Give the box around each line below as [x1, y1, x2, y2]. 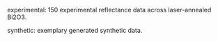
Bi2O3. [7, 13, 27, 21]
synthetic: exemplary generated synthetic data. [7, 27, 143, 34]
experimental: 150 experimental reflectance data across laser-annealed [7, 6, 212, 14]
